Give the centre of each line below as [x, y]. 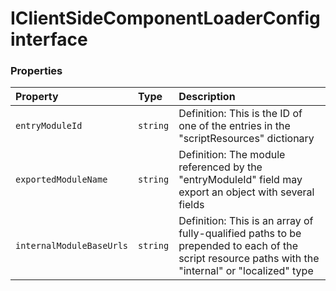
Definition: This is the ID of [240, 114]
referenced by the [220, 167]
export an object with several [246, 192]
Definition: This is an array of [246, 221]
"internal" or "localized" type [246, 271]
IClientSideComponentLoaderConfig [165, 18]
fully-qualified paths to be [240, 234]
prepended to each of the [238, 246]
